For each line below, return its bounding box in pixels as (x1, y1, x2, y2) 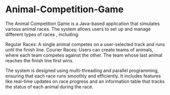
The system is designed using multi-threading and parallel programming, (5, 67, 159, 74)
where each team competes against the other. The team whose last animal (5, 52, 163, 58)
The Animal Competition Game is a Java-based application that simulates (5, 20, 160, 27)
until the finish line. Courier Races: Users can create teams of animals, (5, 46, 154, 53)
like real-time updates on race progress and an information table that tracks (5, 78, 165, 84)
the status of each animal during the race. (5, 83, 94, 90)
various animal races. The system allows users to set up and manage (5, 26, 151, 32)
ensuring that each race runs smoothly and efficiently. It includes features (5, 73, 161, 79)
